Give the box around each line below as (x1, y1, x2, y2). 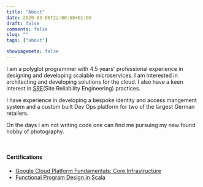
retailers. (6, 109, 29, 117)
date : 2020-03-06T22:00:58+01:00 (6, 15, 92, 21)
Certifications (6, 153, 43, 161)
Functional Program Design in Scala (15, 174, 105, 181)
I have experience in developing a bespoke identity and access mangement (6, 96, 197, 104)
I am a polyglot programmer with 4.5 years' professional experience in (6, 65, 184, 72)
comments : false (6, 26, 48, 32)
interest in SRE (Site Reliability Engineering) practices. (6, 84, 141, 92)
